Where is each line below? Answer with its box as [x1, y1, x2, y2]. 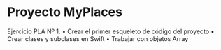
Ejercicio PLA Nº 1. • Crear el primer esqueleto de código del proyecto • [7, 27, 215, 35]
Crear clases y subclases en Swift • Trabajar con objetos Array [7, 34, 189, 42]
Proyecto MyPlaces [7, 4, 122, 20]
